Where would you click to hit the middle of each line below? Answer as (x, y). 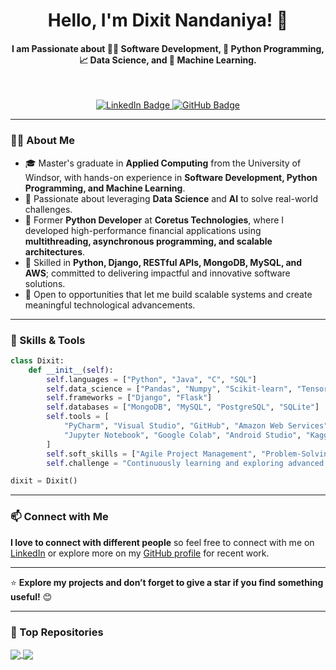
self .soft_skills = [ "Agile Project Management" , (151, 454)
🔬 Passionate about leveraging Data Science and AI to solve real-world (171, 198)
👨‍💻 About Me (42, 141)
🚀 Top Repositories (57, 632)
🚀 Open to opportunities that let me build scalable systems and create (168, 294)
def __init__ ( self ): (71, 370)
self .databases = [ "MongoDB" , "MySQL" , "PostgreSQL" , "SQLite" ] (183, 407)
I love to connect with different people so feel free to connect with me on (162, 542)
